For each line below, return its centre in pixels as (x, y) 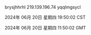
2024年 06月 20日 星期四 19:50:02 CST (45, 17)
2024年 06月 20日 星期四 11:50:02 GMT (45, 28)
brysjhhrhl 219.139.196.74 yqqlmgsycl (43, 7)
